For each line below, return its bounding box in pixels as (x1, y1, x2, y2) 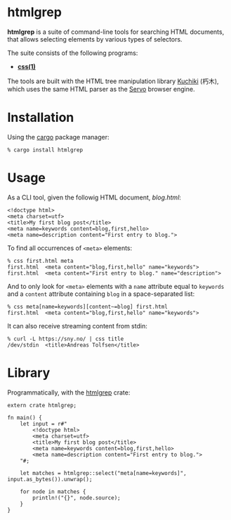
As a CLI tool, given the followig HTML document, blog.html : (7, 193, 181, 202)
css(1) (17, 62, 37, 70)
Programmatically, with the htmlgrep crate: (7, 388, 131, 397)
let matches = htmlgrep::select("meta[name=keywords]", (20, 469, 187, 476)
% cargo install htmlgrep (7, 146, 83, 154)
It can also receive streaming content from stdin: (7, 321, 147, 330)
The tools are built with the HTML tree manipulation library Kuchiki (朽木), (7, 77, 219, 85)
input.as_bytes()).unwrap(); (7, 476, 93, 483)
